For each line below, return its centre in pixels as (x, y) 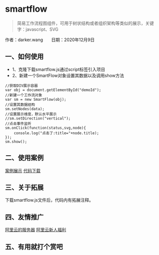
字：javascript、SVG (38, 29)
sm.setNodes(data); (25, 109)
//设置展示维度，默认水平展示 (31, 114)
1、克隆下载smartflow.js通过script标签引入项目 (59, 69)
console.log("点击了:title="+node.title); (56, 133)
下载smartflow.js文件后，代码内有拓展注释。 (49, 200)
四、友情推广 (24, 217)
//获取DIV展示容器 (21, 86)
